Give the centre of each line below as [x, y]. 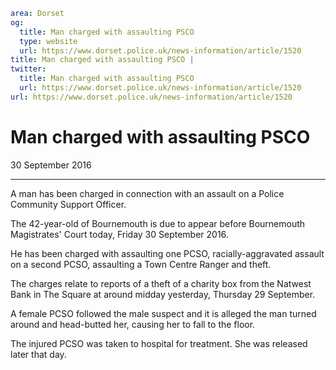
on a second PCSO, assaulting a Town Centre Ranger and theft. [141, 264]
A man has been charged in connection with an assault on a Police [147, 193]
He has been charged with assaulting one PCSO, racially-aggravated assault [167, 253]
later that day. [38, 354]
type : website [48, 41]
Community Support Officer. [68, 204]
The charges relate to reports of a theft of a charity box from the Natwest [161, 283]
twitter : [28, 69]
